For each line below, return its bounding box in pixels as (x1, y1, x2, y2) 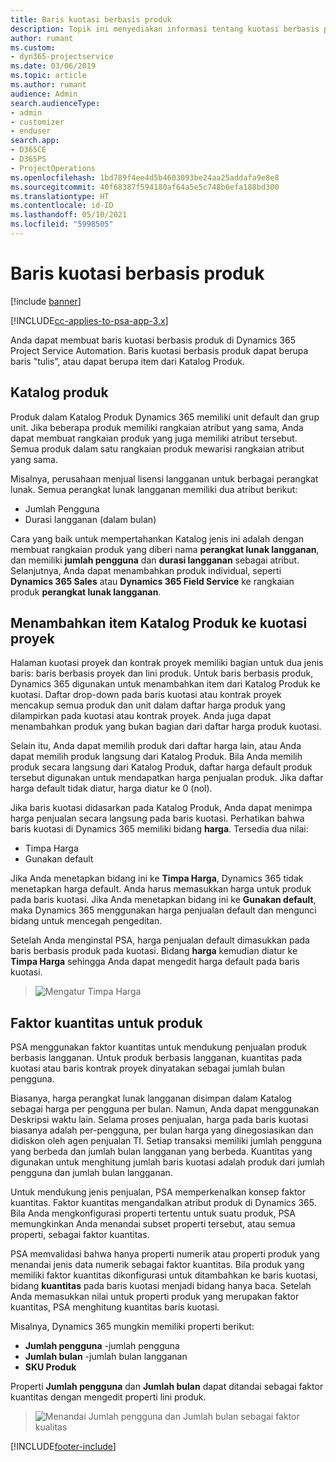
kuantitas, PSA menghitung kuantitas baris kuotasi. (10, 1301, 220, 1313)
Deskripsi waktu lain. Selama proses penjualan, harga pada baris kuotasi (10, 1114, 309, 1126)
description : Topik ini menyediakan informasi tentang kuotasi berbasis (10, 24, 320, 34)
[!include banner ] (10, 295, 82, 307)
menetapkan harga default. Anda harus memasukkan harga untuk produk (10, 883, 312, 895)
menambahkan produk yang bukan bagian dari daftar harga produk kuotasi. (10, 721, 322, 733)
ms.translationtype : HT (10, 191, 110, 201)
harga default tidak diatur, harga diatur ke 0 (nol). (10, 782, 213, 795)
